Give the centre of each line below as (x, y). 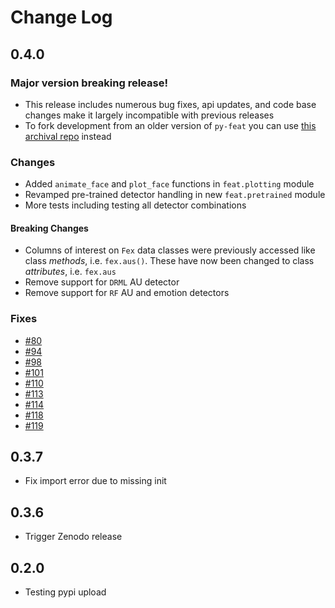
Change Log (61, 17)
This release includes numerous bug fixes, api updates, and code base (170, 104)
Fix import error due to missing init (95, 481)
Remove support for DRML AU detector (102, 282)
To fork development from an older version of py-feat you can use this (170, 125)
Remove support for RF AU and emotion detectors (127, 293)
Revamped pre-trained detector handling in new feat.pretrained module (175, 195)
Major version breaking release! (89, 83)
